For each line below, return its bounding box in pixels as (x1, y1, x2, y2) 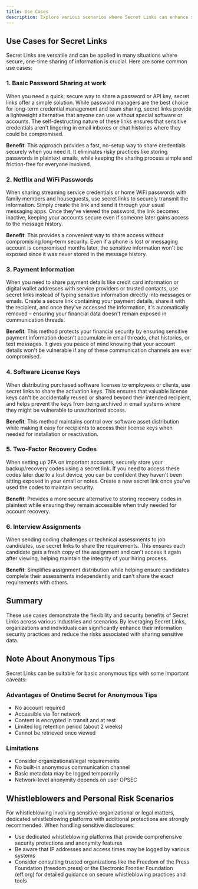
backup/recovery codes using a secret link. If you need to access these (6, 465, 180, 472)
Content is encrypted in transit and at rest (14, 717, 116, 724)
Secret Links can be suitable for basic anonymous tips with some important (6, 670, 189, 677)
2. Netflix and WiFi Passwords (6, 175, 94, 183)
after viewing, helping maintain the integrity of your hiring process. (6, 555, 168, 562)
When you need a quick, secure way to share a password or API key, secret (6, 92, 190, 99)
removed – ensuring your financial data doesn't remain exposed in (6, 310, 167, 317)
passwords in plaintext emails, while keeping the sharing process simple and (6, 154, 192, 161)
